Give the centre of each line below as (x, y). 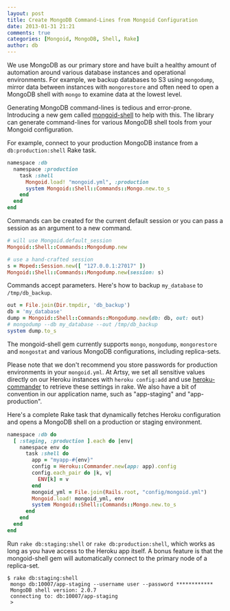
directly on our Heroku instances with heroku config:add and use (99, 379)
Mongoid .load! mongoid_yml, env (78, 499)
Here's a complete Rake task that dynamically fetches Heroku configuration (114, 414)
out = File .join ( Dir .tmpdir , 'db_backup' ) (69, 305)
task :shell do (47, 454)
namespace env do (44, 447)
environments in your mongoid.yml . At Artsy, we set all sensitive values (106, 372)
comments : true (29, 33)
